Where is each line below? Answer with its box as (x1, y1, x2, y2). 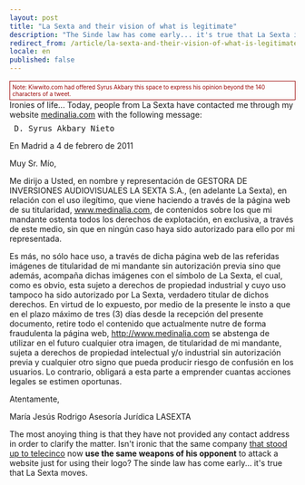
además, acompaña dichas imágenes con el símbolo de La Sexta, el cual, (9, 270, 283, 281)
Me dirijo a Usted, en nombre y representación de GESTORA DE (9, 176, 248, 186)
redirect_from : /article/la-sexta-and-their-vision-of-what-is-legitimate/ (9, 38, 302, 48)
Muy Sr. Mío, (9, 158, 57, 169)
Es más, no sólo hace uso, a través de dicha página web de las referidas (9, 251, 280, 261)
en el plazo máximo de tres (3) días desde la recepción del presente (9, 309, 264, 319)
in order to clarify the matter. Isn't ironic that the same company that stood (9, 439, 288, 449)
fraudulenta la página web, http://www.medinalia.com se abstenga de (9, 328, 271, 338)
